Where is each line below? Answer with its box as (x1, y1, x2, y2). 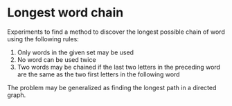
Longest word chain (7, 5, 124, 21)
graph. (7, 91, 26, 99)
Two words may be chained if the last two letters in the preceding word (17, 63, 220, 71)
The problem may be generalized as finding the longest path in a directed (7, 83, 217, 92)
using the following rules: (7, 34, 80, 43)
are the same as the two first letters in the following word (17, 70, 180, 78)
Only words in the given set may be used (17, 48, 134, 56)
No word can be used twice (17, 55, 96, 63)
